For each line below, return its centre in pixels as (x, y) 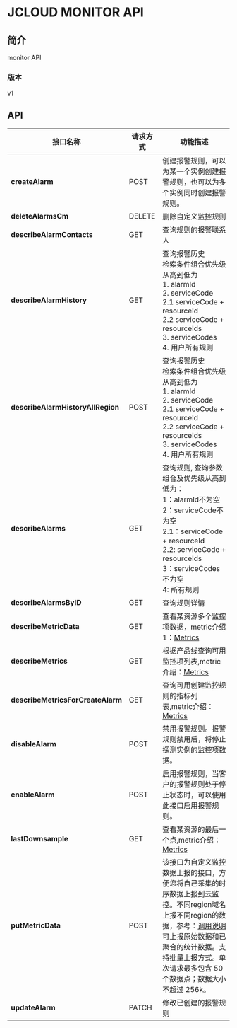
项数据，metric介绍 (194, 627)
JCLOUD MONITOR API (76, 12)
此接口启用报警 (187, 806)
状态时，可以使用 (197, 795)
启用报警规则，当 (190, 774)
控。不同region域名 (194, 905)
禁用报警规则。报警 (194, 729)
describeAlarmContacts (52, 235)
